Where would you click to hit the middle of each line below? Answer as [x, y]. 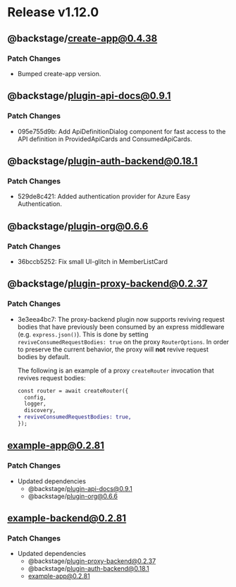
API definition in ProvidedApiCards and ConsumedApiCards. [105, 139]
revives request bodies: [51, 377]
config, [36, 397]
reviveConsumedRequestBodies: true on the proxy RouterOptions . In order [123, 341]
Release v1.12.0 [53, 12]
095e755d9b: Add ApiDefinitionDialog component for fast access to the [122, 131]
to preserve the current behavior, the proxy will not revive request [113, 349]
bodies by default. [44, 356]
